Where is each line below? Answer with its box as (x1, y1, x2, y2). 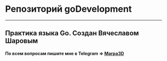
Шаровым (5, 37, 38, 45)
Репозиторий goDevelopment (5, 3, 132, 15)
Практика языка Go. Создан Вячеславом (5, 29, 139, 37)
